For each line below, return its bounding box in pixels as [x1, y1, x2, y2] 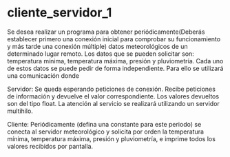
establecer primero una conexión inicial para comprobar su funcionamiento [7, 34, 221, 43]
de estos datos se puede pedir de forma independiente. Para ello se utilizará [7, 64, 224, 72]
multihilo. [7, 107, 33, 115]
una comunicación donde [7, 71, 79, 80]
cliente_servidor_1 [7, 5, 112, 21]
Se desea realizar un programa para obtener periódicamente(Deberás [7, 28, 205, 36]
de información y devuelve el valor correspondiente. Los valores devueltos [7, 92, 219, 101]
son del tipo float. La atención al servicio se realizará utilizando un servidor [7, 99, 220, 107]
